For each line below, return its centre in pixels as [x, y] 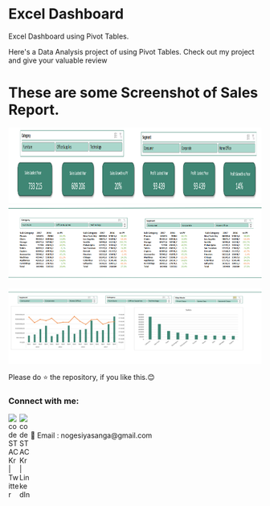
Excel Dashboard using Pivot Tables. [69, 36]
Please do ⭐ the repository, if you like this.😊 [82, 377]
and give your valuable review [58, 60]
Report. [34, 110]
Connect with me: [44, 401]
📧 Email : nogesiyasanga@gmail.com [92, 435]
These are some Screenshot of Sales [133, 93]
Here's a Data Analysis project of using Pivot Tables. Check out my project [131, 51]
